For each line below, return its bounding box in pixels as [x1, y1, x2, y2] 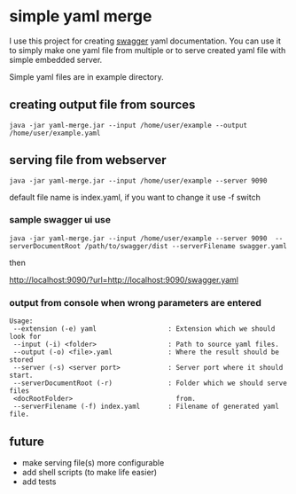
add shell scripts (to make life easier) [21, 467, 158, 477]
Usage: [9, 317, 34, 325]
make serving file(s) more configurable [21, 457, 165, 467]
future [9, 434, 44, 449]
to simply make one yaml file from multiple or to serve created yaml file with [9, 44, 286, 55]
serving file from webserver [9, 153, 167, 168]
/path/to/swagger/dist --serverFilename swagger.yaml [84, 241, 288, 250]
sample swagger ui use [9, 214, 112, 226]
